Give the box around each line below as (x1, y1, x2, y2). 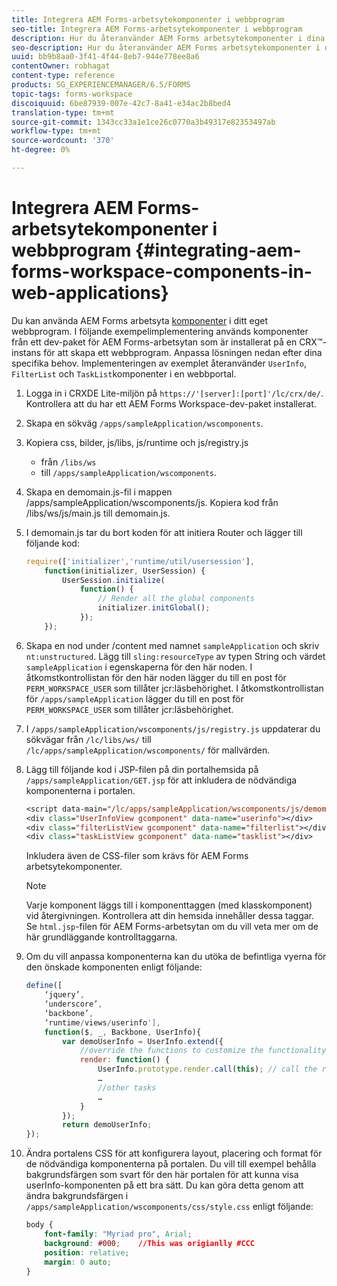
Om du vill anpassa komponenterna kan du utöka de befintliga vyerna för (25, 951, 327, 963)
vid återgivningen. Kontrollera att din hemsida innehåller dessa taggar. (25, 910, 315, 922)
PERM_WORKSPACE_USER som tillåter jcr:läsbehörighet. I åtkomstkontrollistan (25, 682, 324, 694)
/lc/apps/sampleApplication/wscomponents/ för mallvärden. (25, 744, 271, 756)
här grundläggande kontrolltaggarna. (25, 931, 178, 943)
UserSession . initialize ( (62, 575, 166, 585)
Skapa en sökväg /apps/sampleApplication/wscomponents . (25, 417, 264, 429)
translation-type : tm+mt (11, 107, 115, 118)
